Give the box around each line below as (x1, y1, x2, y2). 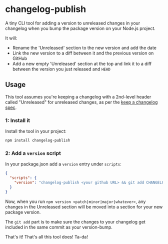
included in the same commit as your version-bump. (5, 224, 112, 230)
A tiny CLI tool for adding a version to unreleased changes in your (5, 20, 140, 26)
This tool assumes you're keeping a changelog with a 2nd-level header (5, 93, 151, 99)
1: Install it (5, 116, 30, 123)
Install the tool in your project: (5, 128, 66, 134)
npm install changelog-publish (5, 138, 70, 143)
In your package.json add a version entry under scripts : (5, 161, 121, 167)
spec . (5, 104, 17, 110)
